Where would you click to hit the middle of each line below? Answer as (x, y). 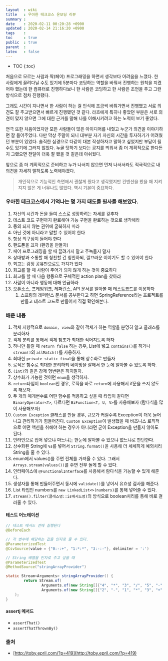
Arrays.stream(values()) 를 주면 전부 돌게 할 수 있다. (65, 465)
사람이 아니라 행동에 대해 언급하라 (46, 282)
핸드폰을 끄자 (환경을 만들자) (41, 245)
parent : (16, 47)
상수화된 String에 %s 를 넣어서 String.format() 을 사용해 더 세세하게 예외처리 (87, 446)
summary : (16, 19)
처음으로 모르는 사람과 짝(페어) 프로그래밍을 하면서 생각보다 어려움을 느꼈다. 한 (82, 76)
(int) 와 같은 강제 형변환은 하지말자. (48, 371)
